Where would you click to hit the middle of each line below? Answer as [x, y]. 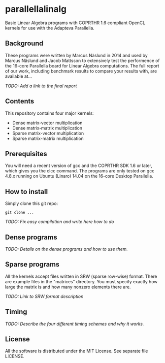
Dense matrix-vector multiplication [47, 123]
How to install [27, 191]
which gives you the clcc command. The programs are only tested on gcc [80, 171]
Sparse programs [32, 264]
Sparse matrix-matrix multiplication [48, 138]
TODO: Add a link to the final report [41, 86]
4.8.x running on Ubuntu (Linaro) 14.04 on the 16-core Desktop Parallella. [79, 176]
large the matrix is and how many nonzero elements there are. [68, 287]
